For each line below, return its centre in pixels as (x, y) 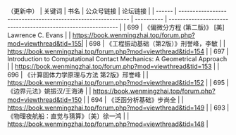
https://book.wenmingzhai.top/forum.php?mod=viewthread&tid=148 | (108, 124)
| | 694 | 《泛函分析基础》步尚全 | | (134, 100)
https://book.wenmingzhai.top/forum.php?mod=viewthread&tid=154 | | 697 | (118, 51)
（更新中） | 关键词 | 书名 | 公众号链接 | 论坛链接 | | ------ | (92, 11)
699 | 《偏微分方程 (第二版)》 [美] (176, 27)
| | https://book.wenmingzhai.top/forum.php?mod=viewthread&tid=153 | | (113, 66)
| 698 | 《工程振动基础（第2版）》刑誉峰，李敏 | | (155, 44)
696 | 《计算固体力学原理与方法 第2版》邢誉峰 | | (78, 75)
